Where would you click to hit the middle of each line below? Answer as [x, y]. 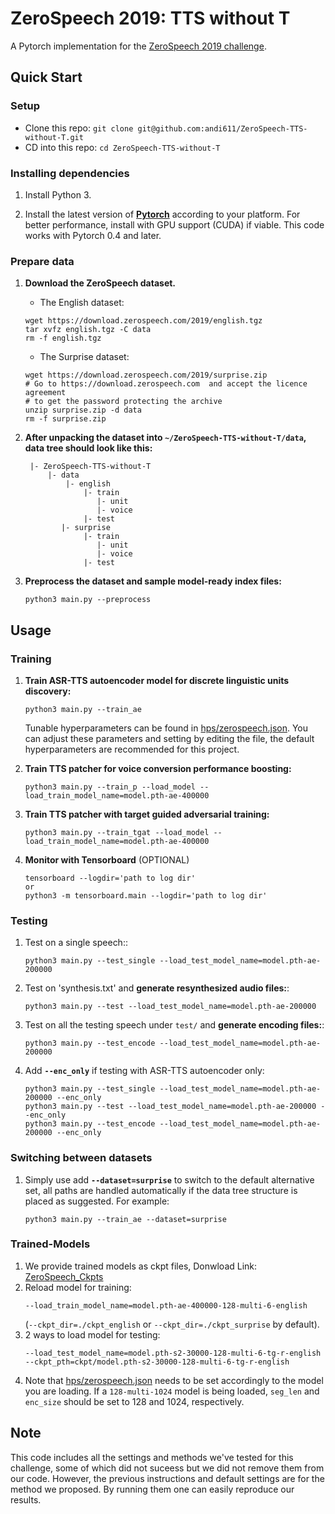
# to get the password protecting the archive [123, 402]
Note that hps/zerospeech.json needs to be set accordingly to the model [174, 1380]
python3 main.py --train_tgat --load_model [117, 832]
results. [26, 1499]
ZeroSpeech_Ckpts [64, 1276]
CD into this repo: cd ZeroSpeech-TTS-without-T [122, 147]
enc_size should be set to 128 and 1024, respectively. [134, 1401]
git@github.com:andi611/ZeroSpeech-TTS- [222, 128]
